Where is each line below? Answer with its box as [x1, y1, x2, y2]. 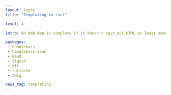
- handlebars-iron [7, 49, 47, 54]
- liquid [7, 58, 26, 64]
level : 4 [5, 21, 24, 26]
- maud [7, 54, 22, 59]
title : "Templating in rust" [5, 12, 67, 17]
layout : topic [5, 7, 36, 13]
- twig [7, 73, 22, 78]
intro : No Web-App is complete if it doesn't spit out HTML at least [5, 30, 156, 36]
